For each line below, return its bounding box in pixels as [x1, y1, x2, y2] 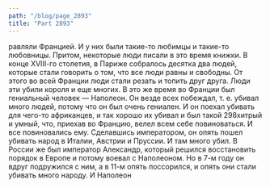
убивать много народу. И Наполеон [8, 170, 132, 180]
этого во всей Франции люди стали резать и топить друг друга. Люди [8, 76, 251, 86]
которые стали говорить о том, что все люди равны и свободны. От [8, 67, 243, 77]
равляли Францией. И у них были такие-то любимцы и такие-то [8, 41, 230, 51]
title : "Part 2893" [8, 19, 74, 27]
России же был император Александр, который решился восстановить [8, 144, 256, 154]
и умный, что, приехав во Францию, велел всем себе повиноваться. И [8, 119, 253, 128]
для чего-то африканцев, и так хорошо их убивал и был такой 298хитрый [8, 110, 263, 119]
